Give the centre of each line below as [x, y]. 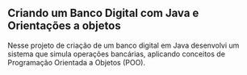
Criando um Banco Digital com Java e [103, 13]
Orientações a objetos [65, 26]
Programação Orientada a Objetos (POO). [77, 62]
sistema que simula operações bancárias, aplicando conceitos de [116, 54]
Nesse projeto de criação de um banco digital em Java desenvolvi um [123, 45]
